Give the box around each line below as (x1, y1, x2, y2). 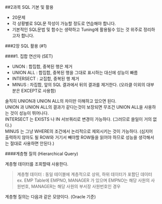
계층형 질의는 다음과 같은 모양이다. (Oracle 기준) (5, 194, 96, 200)
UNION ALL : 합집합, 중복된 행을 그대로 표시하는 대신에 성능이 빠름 (12, 70, 138, 75)
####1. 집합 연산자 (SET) (5, 53, 53, 59)
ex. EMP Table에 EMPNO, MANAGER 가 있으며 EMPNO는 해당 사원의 (16, 177, 150, 183)
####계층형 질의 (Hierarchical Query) (5, 151, 78, 157)
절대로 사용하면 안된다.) (10, 141, 55, 146)
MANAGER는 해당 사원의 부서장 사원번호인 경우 (31, 184, 121, 189)
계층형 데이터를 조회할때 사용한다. (5, 161, 69, 167)
